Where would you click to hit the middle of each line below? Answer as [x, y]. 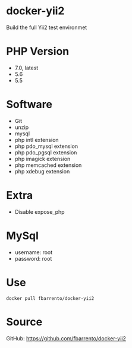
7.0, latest [26, 68]
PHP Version [38, 51]
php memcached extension [48, 165]
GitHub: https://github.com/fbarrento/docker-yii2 [66, 338]
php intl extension [37, 140]
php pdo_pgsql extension [46, 152]
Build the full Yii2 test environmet [47, 27]
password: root [33, 258]
